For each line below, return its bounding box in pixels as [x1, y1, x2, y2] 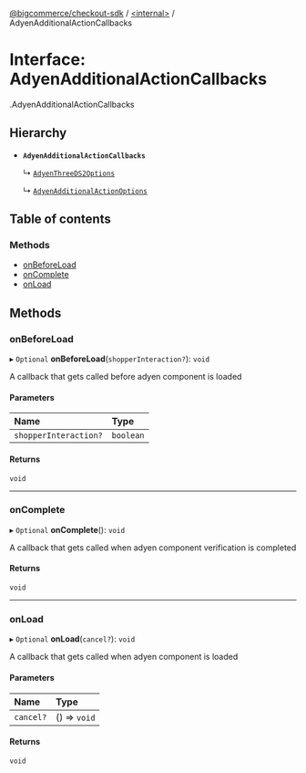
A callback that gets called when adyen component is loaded [9, 652, 239, 663]
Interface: [9, 49, 87, 70]
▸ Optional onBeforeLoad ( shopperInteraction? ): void [9, 353, 210, 364]
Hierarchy [9, 125, 67, 141]
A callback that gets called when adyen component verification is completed [9, 542, 297, 553]
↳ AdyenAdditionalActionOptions [22, 184, 148, 195]
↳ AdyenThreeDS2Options [22, 167, 116, 178]
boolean [111, 431, 145, 441]
